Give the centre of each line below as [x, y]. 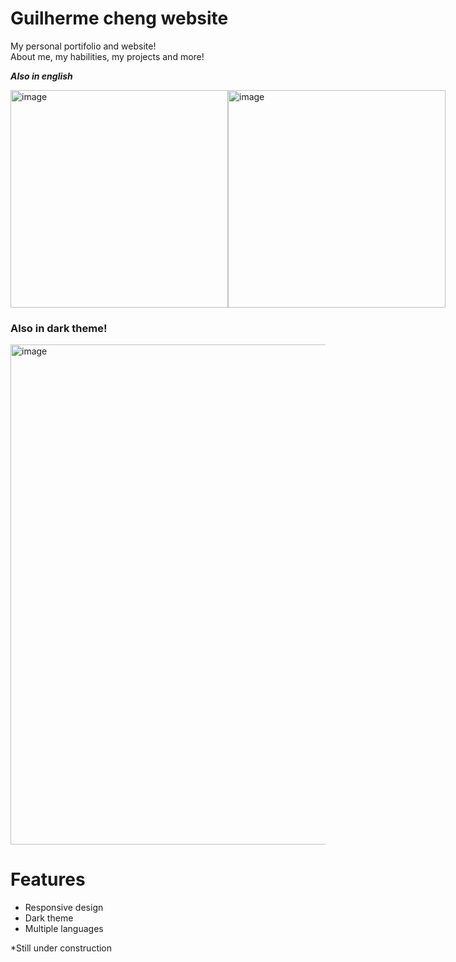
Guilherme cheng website [119, 18]
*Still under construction [61, 948]
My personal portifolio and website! [83, 46]
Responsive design [64, 908]
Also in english [41, 76]
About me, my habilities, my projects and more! [107, 56]
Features [48, 879]
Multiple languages [64, 929]
